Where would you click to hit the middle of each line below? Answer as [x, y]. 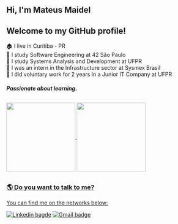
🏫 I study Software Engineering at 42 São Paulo [66, 55]
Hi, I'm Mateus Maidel [49, 10]
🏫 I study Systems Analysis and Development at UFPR [74, 61]
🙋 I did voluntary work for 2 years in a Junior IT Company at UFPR [89, 74]
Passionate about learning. [42, 88]
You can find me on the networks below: [57, 203]
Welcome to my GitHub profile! [66, 31]
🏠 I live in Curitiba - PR [36, 46]
